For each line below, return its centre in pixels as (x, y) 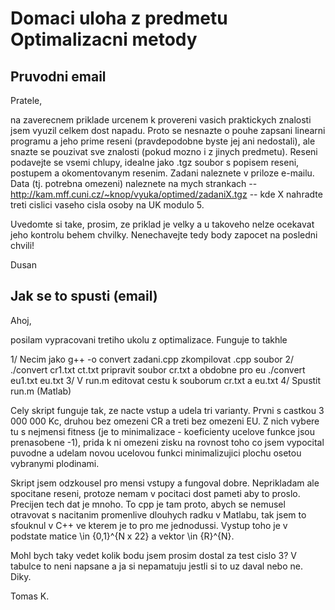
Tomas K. (30, 596)
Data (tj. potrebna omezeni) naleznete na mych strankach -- (134, 183)
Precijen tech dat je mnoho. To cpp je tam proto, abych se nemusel (148, 504)
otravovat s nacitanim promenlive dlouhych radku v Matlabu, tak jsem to (158, 514)
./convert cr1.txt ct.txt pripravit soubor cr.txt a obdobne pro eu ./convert (158, 369)
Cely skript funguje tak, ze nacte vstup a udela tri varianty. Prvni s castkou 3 (167, 410)
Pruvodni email (58, 76)
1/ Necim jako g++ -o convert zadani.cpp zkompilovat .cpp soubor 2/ (152, 359)
